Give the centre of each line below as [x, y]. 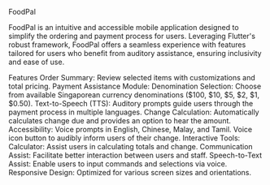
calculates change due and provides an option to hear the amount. [120, 120]
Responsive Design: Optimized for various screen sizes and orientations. [130, 172]
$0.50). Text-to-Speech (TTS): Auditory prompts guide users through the [131, 103]
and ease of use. [37, 62]
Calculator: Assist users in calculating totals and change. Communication [131, 146]
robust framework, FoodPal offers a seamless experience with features [127, 45]
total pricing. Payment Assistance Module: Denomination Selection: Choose [135, 86]
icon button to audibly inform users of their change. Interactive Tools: [124, 138]
